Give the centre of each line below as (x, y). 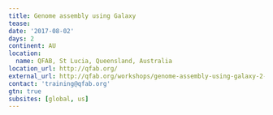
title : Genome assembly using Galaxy (72, 16)
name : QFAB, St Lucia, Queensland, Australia (94, 62)
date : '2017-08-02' (41, 31)
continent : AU (32, 46)
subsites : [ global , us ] (49, 99)
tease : (19, 23)
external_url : (32, 76)
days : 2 (22, 38)
